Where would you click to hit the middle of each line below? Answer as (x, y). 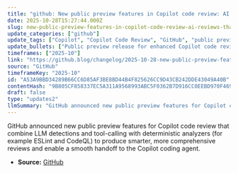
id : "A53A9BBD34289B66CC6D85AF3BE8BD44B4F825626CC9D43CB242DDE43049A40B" (119, 79)
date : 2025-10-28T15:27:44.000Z (55, 20)
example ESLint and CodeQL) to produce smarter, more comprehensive (112, 141)
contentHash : (27, 86)
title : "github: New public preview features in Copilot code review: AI (119, 14)
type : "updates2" (33, 100)
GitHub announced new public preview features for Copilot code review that (118, 126)
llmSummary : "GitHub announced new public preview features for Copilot (117, 106)
